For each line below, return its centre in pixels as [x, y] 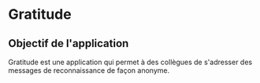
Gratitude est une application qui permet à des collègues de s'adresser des [130, 62]
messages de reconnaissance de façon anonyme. [89, 70]
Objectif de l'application [69, 43]
